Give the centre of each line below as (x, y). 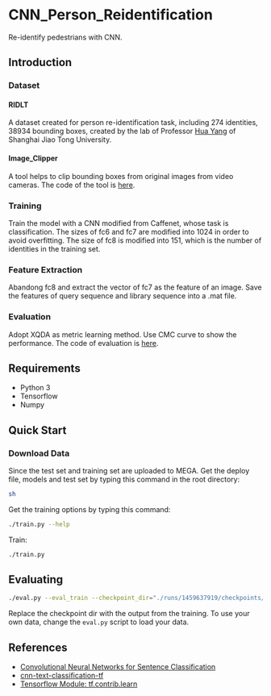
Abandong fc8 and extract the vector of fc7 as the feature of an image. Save (135, 287)
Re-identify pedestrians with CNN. (65, 37)
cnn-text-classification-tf (62, 676)
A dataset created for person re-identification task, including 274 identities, (133, 123)
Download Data (39, 453)
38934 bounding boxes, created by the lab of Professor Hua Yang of (122, 131)
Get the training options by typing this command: (90, 509)
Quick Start (38, 430)
